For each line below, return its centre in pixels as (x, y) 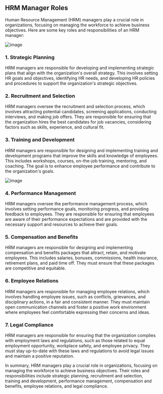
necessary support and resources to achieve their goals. (62, 224)
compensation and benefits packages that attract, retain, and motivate (75, 253)
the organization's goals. (30, 171)
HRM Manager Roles (36, 8)
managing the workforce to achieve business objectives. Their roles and (77, 370)
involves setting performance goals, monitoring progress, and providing (77, 209)
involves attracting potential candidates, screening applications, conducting (81, 112)
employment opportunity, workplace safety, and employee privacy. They (78, 345)
